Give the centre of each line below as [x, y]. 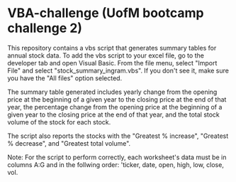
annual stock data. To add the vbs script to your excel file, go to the [106, 55]
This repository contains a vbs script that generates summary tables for [112, 48]
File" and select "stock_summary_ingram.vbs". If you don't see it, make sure [118, 70]
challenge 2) [45, 28]
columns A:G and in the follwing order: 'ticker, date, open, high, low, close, [116, 164]
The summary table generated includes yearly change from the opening [112, 92]
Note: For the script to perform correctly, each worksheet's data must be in [117, 157]
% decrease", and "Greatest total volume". [69, 143]
